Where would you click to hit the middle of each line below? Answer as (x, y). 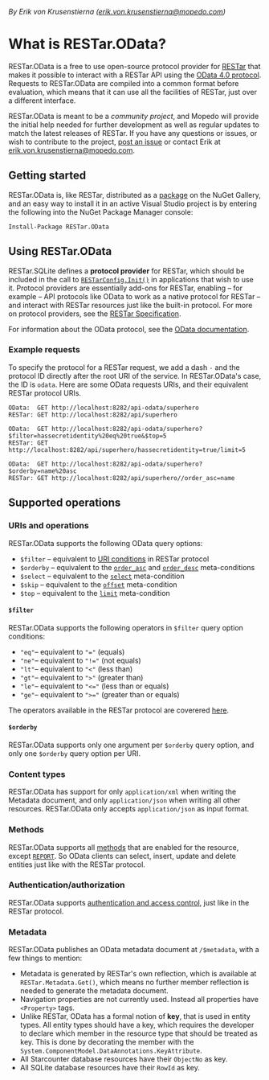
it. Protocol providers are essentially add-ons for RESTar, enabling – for (126, 288)
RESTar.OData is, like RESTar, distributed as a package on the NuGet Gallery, (134, 195)
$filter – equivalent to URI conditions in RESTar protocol (114, 559)
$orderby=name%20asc (43, 471)
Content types (37, 774)
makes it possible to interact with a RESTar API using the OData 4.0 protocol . (135, 75)
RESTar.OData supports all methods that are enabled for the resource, (124, 847)
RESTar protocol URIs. (45, 392)
